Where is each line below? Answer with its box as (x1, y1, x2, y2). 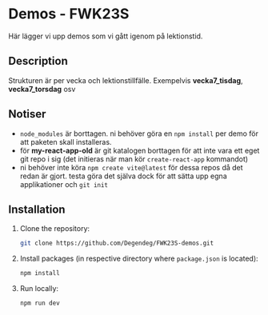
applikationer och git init (19, 179, 109, 189)
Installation (8, 202, 66, 216)
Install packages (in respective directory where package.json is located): (19, 253, 258, 264)
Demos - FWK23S (8, 5, 130, 23)
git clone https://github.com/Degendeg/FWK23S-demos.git (19, 239, 214, 248)
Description (8, 54, 68, 68)
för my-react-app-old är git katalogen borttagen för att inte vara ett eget (19, 146, 260, 155)
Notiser (8, 107, 46, 121)
